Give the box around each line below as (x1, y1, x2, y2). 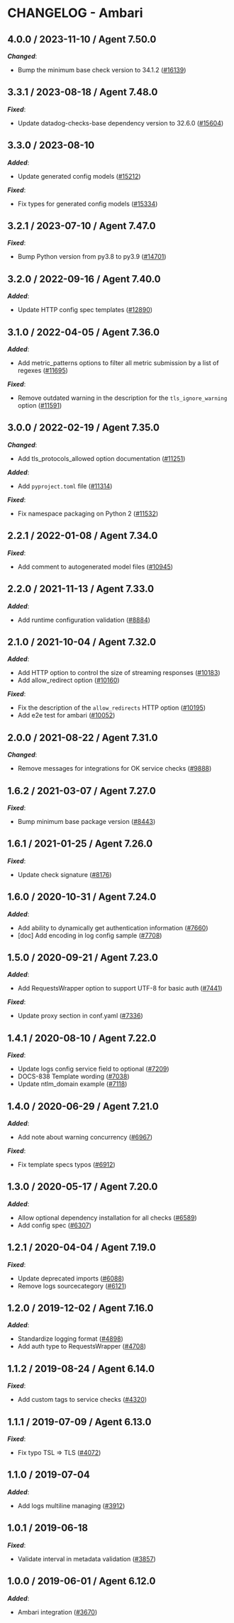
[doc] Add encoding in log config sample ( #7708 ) (17, 931, 162, 939)
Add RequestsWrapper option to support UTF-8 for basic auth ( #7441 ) (17, 984, 223, 993)
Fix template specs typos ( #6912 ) (17, 1161, 116, 1169)
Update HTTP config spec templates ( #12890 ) (17, 306, 153, 314)
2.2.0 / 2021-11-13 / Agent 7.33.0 (7, 583, 155, 595)
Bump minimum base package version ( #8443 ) (17, 817, 156, 825)
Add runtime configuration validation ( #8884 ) (17, 615, 151, 624)
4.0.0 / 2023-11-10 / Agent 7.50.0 (7, 33, 157, 45)
